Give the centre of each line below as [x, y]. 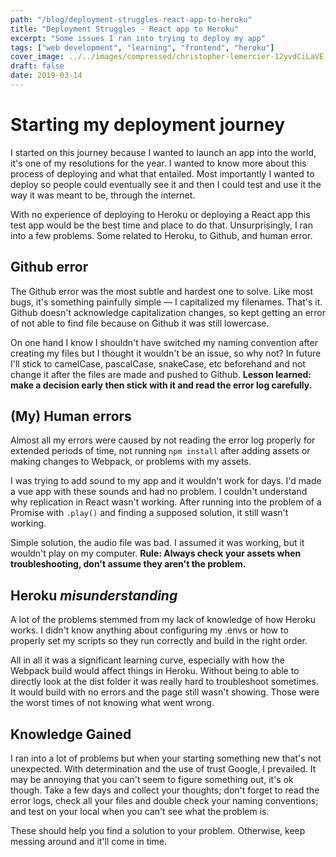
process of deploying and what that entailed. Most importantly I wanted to [162, 173]
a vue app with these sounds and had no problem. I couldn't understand [159, 492]
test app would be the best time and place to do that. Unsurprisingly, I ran [161, 225]
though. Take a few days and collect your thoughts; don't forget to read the [165, 790]
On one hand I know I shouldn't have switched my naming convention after [164, 342]
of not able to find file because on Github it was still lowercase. [140, 323]
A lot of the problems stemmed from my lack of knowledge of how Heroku [163, 620]
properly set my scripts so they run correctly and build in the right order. [159, 641]
